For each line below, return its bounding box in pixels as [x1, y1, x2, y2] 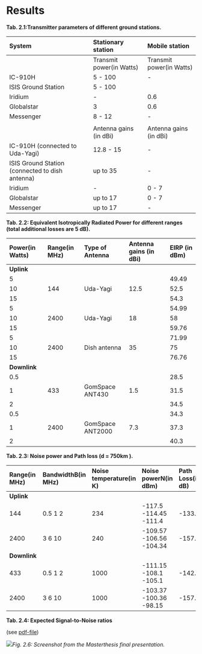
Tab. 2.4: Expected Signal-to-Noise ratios [6, 617, 112, 624]
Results [6, 4, 45, 17]
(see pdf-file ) [6, 628, 39, 635]
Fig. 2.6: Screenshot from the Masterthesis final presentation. [12, 641, 165, 648]
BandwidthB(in [42, 470, 86, 478]
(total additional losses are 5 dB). [6, 225, 91, 232]
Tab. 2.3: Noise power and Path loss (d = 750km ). [6, 452, 133, 459]
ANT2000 [84, 427, 113, 435]
